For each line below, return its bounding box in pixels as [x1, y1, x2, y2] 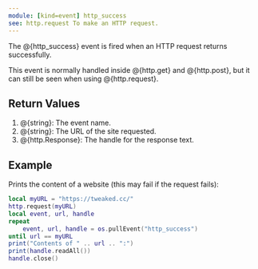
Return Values [8, 97, 81, 110]
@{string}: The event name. [19, 118, 112, 128]
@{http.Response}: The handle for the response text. [19, 135, 194, 145]
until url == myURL [8, 232, 73, 240]
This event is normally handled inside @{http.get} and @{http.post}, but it [8, 65, 250, 74]
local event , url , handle [8, 210, 94, 218]
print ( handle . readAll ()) [8, 247, 91, 255]
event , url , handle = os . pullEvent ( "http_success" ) [22, 225, 198, 233]
